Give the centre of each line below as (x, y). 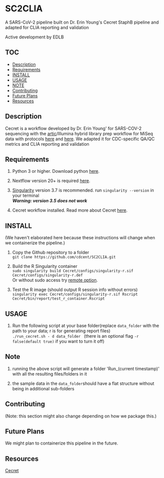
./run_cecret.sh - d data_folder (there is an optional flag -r (75, 336)
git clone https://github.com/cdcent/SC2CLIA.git (64, 257)
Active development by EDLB (34, 37)
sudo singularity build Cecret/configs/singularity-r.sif (73, 271)
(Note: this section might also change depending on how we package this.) (81, 416)
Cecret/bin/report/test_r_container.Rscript (58, 299)
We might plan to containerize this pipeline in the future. (62, 443)
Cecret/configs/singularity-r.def (47, 275)
